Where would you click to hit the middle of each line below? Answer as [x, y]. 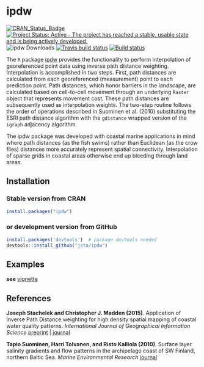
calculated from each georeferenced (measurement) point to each [89, 79]
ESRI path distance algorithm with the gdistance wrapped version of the [97, 118]
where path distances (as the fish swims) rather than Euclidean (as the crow [102, 142]
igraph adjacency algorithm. [42, 124]
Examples [25, 264]
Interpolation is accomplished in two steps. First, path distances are [91, 72]
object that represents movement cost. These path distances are [88, 98]
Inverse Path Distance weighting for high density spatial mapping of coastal [101, 319]
